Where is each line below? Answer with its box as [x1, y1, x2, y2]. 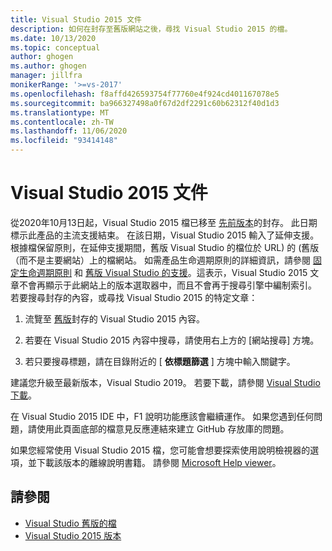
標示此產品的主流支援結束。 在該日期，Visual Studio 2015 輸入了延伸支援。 [10, 229, 320, 241]
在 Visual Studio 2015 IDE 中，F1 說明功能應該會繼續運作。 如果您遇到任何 [10, 410, 315, 422]
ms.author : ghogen [10, 61, 87, 71]
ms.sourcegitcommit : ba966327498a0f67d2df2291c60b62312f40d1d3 [10, 98, 280, 108]
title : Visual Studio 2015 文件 [10, 14, 142, 25]
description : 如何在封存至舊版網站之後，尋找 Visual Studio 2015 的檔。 [10, 24, 293, 34]
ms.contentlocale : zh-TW [10, 117, 114, 127]
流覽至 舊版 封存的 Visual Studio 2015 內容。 [24, 312, 206, 325]
